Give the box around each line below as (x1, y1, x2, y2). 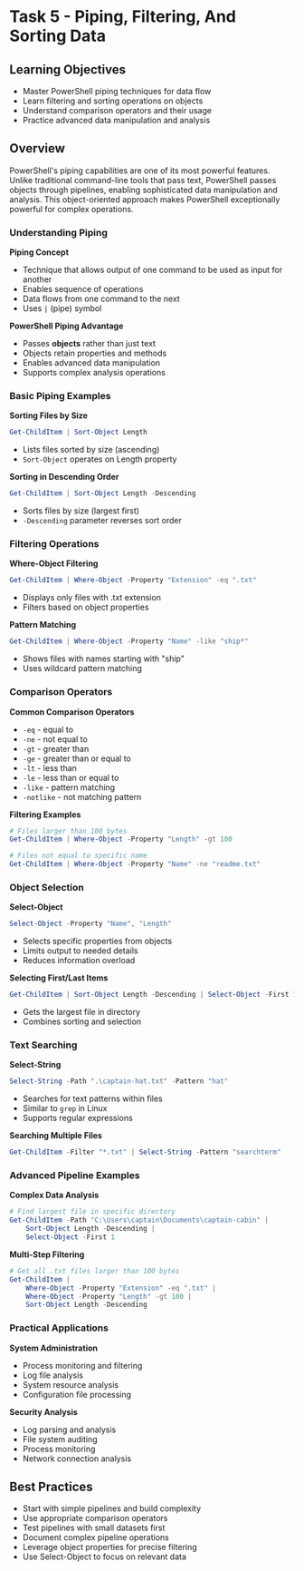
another (22, 274, 52, 285)
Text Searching (9, 1039, 78, 1051)
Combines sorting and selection (22, 1016, 142, 1027)
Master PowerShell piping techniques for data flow (22, 86, 212, 96)
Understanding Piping (9, 226, 109, 239)
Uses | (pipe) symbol (22, 303, 102, 314)
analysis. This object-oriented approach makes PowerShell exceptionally (9, 193, 280, 205)
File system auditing (22, 1433, 98, 1444)
